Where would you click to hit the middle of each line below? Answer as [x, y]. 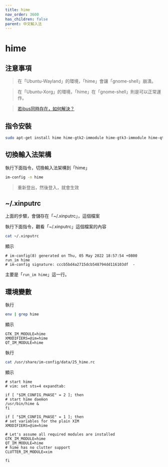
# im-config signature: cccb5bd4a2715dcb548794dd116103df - [70, 265]
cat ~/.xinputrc [22, 236]
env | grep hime [22, 314]
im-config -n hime [24, 177]
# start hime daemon [27, 399]
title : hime [17, 10]
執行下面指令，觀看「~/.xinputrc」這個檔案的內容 [56, 227]
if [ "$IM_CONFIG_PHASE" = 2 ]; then [44, 395]
